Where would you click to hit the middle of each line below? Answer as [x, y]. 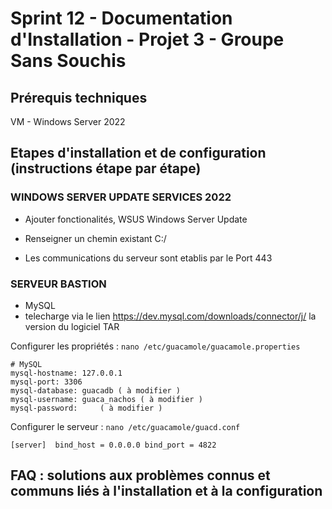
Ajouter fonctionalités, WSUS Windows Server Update [136, 219]
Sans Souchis [68, 61]
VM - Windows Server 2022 [68, 121]
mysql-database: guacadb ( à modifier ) [96, 390]
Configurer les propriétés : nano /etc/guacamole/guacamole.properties [155, 346]
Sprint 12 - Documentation [121, 18]
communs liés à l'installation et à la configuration [166, 491]
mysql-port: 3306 [46, 382]
